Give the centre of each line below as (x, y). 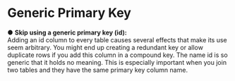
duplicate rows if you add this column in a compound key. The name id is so (117, 55)
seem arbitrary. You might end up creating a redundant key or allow (105, 47)
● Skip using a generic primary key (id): (67, 32)
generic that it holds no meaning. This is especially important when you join (117, 62)
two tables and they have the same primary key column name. (98, 70)
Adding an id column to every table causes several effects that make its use (117, 39)
